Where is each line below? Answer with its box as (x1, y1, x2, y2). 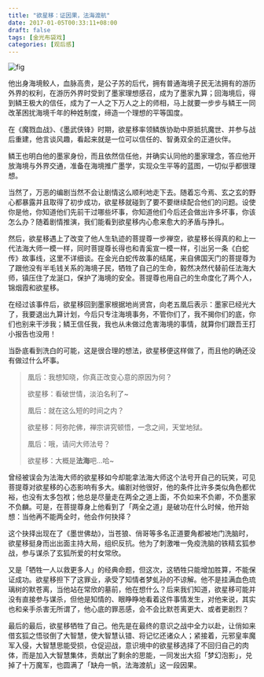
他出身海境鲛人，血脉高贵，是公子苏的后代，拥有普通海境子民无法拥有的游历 (8, 79, 256, 88)
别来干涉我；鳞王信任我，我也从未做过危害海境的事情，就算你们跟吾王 (21, 319, 249, 329)
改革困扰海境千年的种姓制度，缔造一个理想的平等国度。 (8, 108, 187, 118)
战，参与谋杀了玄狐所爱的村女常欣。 (8, 548, 126, 558)
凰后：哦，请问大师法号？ (27, 440, 111, 449)
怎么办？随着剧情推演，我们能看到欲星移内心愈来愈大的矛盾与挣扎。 (8, 217, 229, 226)
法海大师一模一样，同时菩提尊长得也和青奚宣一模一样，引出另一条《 (14, 244, 236, 253)
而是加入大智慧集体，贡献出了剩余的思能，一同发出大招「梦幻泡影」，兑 (21, 650, 253, 660)
